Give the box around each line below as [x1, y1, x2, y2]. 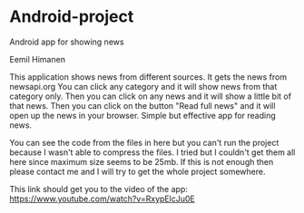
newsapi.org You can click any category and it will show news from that [9, 81, 278, 92]
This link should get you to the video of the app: [9, 183, 188, 194]
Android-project [9, 6, 134, 27]
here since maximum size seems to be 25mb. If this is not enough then [9, 156, 274, 167]
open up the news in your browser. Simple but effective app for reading [9, 110, 277, 121]
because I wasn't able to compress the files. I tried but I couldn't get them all [9, 147, 296, 158]
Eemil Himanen [9, 53, 66, 64]
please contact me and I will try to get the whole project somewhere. [9, 166, 266, 177]
